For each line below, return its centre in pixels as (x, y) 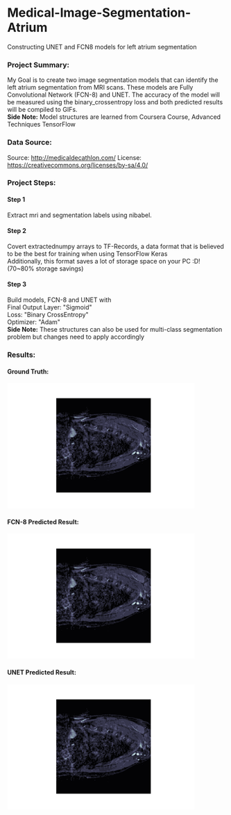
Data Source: (29, 143)
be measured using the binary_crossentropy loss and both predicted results (115, 102)
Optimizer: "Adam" (34, 322)
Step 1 (16, 200)
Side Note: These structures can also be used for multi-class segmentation (115, 330)
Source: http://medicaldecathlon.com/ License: (75, 157)
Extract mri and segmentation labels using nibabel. (80, 215)
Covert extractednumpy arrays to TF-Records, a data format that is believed (115, 246)
